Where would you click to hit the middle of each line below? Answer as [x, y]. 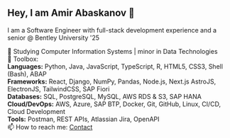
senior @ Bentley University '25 [54, 38]
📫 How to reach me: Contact [50, 127]
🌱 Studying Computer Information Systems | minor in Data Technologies [113, 51]
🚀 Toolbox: [23, 59]
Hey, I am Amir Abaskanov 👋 [71, 13]
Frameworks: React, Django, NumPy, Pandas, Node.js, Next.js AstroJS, [112, 81]
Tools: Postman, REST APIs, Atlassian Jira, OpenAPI [83, 119]
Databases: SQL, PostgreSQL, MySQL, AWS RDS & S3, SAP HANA [105, 96]
